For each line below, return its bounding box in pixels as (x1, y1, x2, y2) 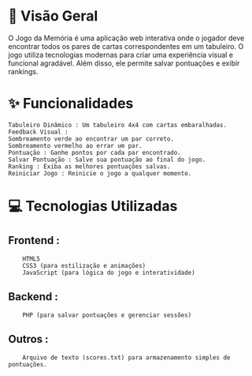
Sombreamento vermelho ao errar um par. (8, 141, 143, 149)
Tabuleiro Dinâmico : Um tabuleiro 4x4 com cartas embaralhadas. (8, 121, 227, 129)
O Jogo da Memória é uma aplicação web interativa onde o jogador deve (8, 33, 245, 43)
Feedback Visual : (8, 128, 69, 136)
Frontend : (8, 234, 61, 247)
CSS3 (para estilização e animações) (22, 261, 146, 269)
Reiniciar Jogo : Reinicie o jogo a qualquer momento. (8, 169, 192, 177)
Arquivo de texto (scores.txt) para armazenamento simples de (22, 353, 231, 362)
